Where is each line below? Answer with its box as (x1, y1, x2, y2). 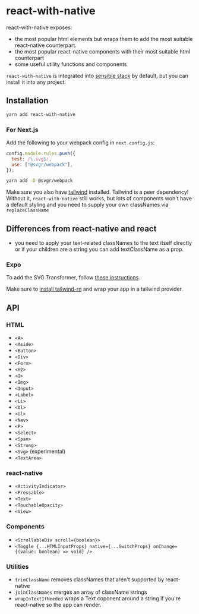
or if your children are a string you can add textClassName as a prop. (14, 245, 184, 253)
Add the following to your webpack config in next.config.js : (6, 138, 155, 146)
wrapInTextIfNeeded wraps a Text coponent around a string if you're (14, 594, 181, 602)
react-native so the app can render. (14, 601, 102, 608)
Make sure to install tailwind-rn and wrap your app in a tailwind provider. (6, 285, 183, 292)
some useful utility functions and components (14, 61, 127, 68)
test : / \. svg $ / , (11, 156, 52, 162)
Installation (6, 96, 49, 106)
